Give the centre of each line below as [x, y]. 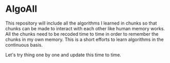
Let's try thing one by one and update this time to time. [63, 55]
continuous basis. [24, 45]
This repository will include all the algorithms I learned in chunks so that [81, 23]
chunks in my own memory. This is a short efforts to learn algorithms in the [84, 39]
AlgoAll [21, 9]
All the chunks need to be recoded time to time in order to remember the [82, 34]
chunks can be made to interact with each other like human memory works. [85, 28]
